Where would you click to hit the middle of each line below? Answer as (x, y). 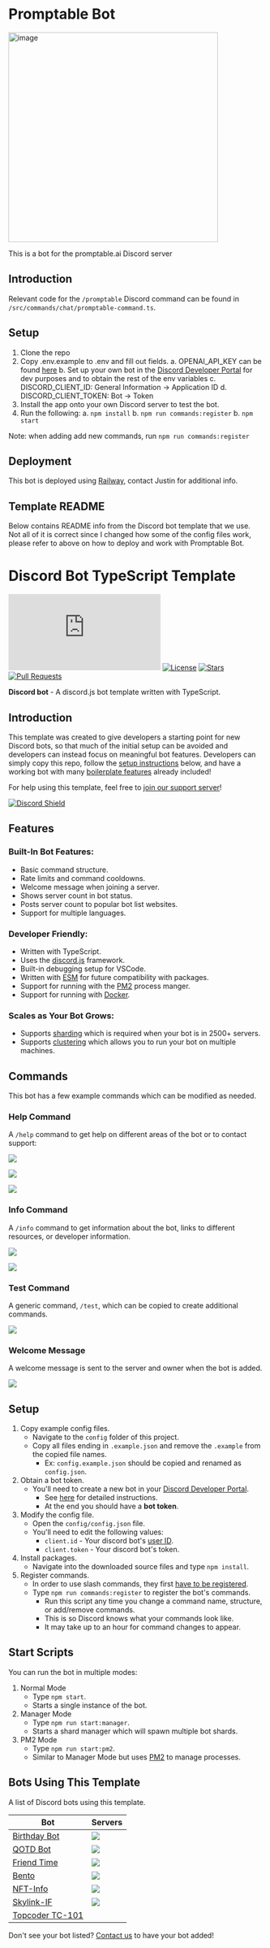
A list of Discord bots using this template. (77, 1802)
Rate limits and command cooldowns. (83, 878)
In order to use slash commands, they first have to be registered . (140, 1584)
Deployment (40, 461)
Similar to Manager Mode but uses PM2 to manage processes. (137, 1757)
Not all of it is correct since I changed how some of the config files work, (130, 535)
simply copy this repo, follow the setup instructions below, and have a (125, 763)
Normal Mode (43, 1688)
